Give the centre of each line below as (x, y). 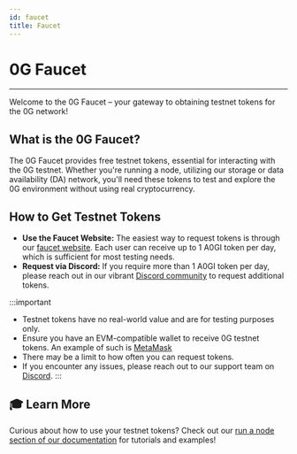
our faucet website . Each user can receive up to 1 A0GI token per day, (149, 248)
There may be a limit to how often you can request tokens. (128, 357)
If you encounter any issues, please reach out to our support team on (148, 366)
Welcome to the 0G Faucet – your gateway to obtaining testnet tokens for (142, 102)
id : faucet (29, 17)
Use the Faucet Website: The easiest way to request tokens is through (151, 238)
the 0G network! (39, 112)
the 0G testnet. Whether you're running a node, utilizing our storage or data (147, 170)
